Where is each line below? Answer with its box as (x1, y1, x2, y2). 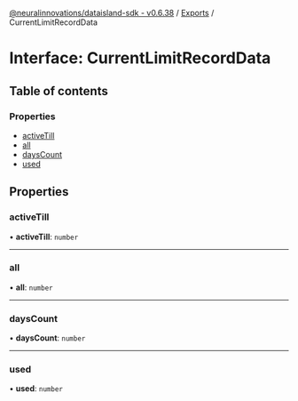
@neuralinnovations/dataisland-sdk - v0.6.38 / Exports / (9, 8, 215, 18)
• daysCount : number (9, 333, 86, 343)
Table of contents (9, 84, 108, 99)
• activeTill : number (9, 231, 79, 242)
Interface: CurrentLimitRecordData (9, 48, 271, 68)
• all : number (9, 282, 53, 293)
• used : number (9, 383, 64, 394)
